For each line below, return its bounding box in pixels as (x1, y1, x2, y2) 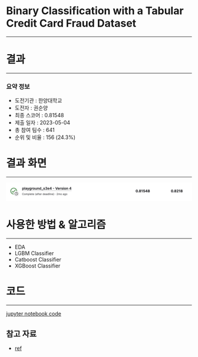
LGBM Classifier (14, 250, 54, 257)
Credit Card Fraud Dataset (6, 16, 137, 30)
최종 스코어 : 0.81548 (14, 112, 64, 119)
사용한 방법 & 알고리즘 (6, 218, 106, 232)
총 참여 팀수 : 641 (14, 127, 55, 134)
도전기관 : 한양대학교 (14, 97, 62, 104)
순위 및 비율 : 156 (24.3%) (14, 134, 75, 141)
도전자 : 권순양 (14, 104, 48, 111)
